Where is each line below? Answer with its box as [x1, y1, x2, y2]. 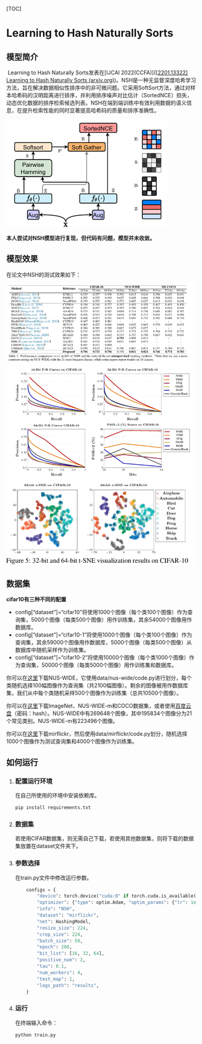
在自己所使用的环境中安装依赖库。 [14, 792, 100, 799]
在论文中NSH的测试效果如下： [6, 271, 81, 278]
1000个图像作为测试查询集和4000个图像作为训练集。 [6, 738, 137, 745]
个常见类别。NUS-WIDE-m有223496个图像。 [6, 718, 119, 725]
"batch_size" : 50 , [37, 938, 83, 944]
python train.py [14, 1032, 56, 1038]
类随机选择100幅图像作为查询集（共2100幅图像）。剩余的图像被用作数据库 [6, 682, 189, 689]
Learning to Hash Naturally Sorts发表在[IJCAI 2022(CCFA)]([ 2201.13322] [7, 69, 188, 76]
